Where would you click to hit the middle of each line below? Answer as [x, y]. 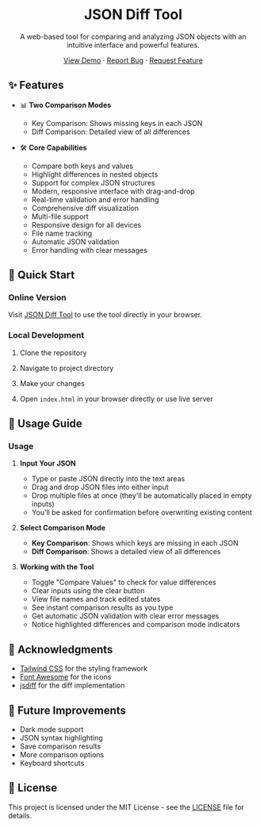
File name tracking [62, 233]
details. [20, 815]
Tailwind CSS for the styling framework [84, 668]
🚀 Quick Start [42, 275]
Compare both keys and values [82, 166]
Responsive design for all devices [86, 224]
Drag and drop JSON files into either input [100, 487]
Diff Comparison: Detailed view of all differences [111, 132]
